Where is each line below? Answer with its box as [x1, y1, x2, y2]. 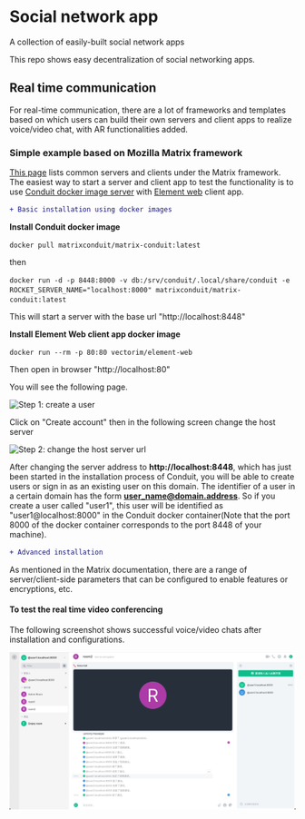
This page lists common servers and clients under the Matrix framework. [9, 167, 281, 178]
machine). [9, 528, 47, 539]
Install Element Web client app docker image [9, 329, 182, 340]
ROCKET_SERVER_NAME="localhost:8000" [9, 285, 152, 294]
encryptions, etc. [9, 583, 73, 594]
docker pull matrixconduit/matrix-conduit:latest [9, 241, 202, 250]
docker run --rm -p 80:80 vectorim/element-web [9, 348, 193, 357]
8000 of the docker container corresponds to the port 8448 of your [9, 519, 262, 530]
